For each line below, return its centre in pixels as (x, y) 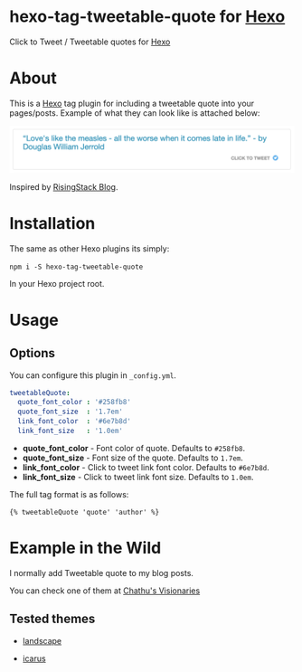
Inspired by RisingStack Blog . (64, 186)
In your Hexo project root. (57, 283)
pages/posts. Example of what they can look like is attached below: (135, 113)
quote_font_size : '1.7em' (71, 412)
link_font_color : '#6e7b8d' (74, 421)
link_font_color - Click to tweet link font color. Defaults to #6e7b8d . (146, 467)
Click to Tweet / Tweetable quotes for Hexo (90, 42)
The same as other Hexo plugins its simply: (90, 248)
